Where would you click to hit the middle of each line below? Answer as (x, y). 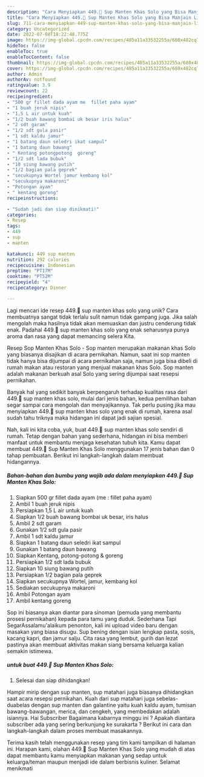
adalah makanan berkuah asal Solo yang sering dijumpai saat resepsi (93, 373)
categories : (22, 215)
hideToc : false (26, 46)
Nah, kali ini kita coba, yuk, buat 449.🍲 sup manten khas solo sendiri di (95, 429)
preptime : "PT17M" (30, 271)
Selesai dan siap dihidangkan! (53, 680)
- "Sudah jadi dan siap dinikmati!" (53, 209)
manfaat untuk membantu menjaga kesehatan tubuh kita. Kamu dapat (94, 442)
